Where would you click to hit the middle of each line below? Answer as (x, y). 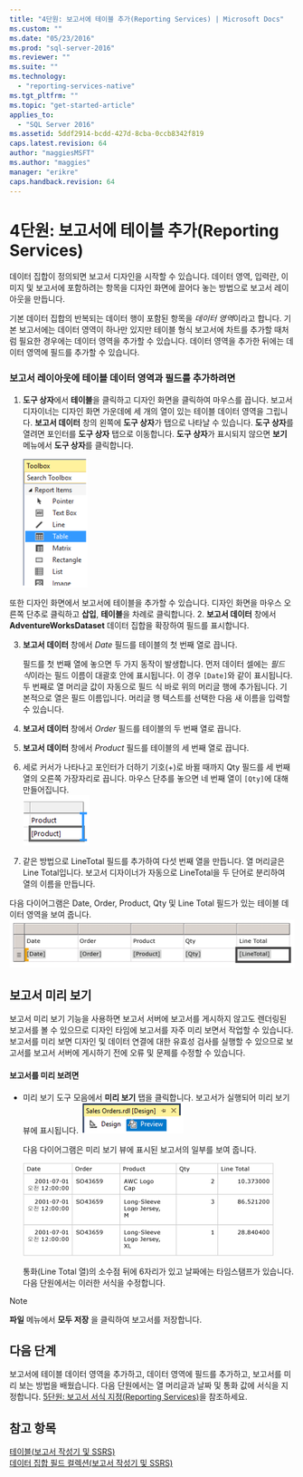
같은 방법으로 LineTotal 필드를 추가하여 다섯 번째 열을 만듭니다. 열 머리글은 (153, 860)
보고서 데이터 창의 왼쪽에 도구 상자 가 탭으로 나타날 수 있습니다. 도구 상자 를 (164, 423)
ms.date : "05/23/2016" (52, 38)
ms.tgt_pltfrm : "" (44, 95)
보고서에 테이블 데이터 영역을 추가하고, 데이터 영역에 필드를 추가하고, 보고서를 (146, 1375)
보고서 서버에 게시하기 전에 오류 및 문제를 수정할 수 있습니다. (139, 1053)
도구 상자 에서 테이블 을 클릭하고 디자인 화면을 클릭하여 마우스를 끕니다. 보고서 (157, 400)
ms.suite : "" (34, 67)
